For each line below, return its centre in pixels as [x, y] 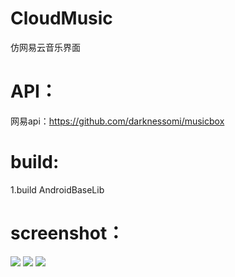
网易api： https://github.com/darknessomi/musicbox [117, 121]
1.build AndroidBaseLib [57, 189]
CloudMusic [61, 18]
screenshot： [67, 233]
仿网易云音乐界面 [45, 47]
